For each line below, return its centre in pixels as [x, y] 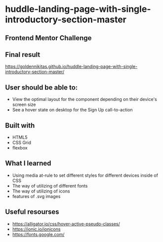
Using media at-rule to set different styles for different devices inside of [85, 175]
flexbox [20, 148]
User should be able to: [41, 87]
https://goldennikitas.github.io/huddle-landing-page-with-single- [71, 67]
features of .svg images [36, 196]
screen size [24, 104]
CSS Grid [21, 143]
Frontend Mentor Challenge [48, 38]
